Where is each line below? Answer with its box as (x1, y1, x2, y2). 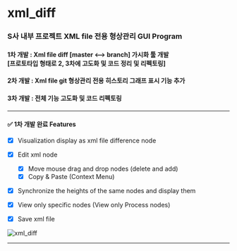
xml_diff (7, 5, 56, 21)
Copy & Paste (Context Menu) (28, 172, 115, 180)
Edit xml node (17, 150, 58, 159)
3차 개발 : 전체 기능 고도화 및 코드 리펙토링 (7, 94, 122, 102)
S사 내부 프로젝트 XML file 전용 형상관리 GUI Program (7, 32, 183, 42)
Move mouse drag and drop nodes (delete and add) (28, 164, 178, 173)
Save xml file (17, 215, 55, 224)
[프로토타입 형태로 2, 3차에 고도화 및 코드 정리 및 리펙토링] (7, 59, 166, 68)
